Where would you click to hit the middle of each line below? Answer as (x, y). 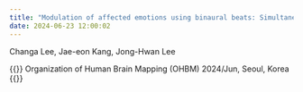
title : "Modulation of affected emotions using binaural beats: (133, 17)
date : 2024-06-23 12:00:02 (60, 26)
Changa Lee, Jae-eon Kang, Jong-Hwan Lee (92, 51)
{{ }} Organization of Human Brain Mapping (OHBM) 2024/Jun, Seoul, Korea (150, 69)
